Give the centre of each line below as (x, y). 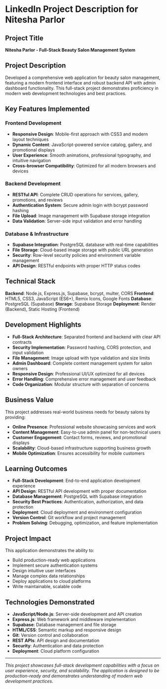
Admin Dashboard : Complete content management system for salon (82, 363)
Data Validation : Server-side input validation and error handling (77, 221)
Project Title (24, 38)
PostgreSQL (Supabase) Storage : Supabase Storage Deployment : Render (81, 304)
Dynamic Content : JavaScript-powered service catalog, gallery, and (82, 145)
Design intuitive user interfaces (44, 571)
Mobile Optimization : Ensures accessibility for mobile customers (78, 453)
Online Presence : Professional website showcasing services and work (84, 427)
